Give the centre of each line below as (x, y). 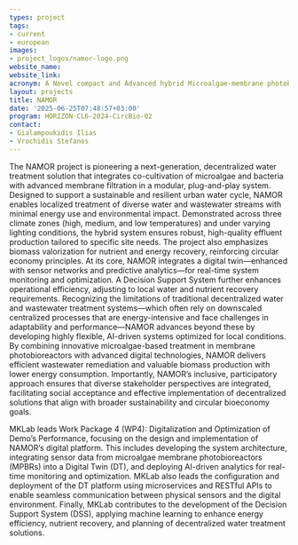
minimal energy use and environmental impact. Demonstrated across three (145, 213)
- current (27, 34)
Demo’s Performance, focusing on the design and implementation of (134, 438)
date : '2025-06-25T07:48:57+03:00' (75, 108)
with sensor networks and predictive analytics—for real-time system (134, 270)
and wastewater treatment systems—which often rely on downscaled (136, 308)
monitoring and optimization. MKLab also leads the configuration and (153, 476)
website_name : (35, 67)
